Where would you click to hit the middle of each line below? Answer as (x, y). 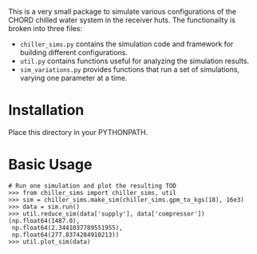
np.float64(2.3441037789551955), (67, 228)
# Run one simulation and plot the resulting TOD (93, 186)
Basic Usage (50, 165)
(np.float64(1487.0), (44, 220)
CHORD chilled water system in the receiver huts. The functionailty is (122, 20)
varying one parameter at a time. (73, 78)
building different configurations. (73, 52)
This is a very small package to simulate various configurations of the (123, 12)
